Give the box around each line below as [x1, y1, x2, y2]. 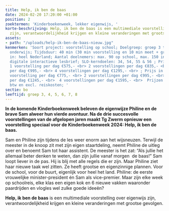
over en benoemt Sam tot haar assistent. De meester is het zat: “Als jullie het [5, 147, 163, 154]
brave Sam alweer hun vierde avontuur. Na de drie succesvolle [5, 111, 139, 117]
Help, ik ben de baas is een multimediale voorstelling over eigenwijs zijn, [5, 195, 156, 201]
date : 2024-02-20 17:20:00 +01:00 [5, 12, 78, 17]
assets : [5, 36, 22, 41]
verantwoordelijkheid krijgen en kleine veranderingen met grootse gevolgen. [5, 200, 163, 206]
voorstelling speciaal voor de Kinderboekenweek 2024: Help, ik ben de [5, 122, 157, 128]
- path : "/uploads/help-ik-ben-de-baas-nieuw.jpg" [5, 40, 114, 45]
